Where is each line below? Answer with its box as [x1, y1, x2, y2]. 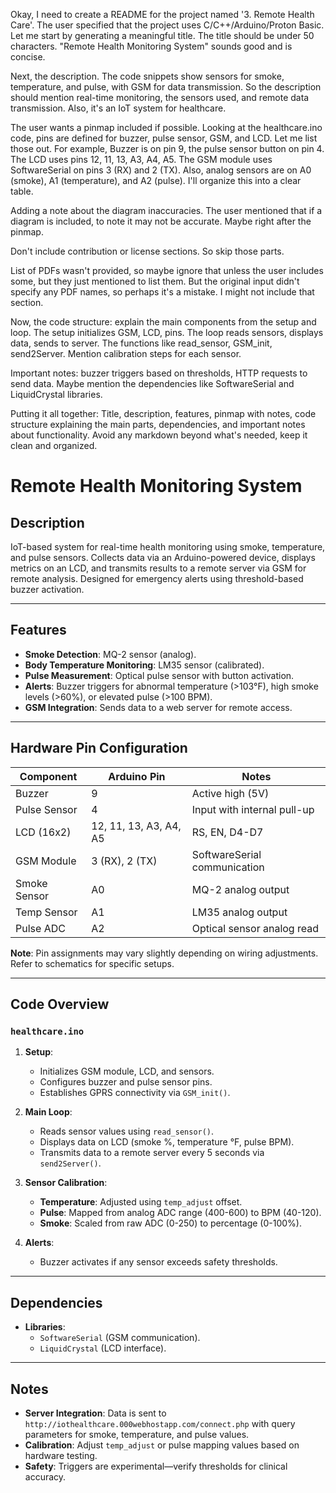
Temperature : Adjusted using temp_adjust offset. [39, 1196, 243, 1208]
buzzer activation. [10, 584, 85, 595]
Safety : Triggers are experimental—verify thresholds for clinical [24, 1460, 288, 1472]
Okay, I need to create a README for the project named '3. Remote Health [10, 9, 315, 20]
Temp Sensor [15, 905, 78, 919]
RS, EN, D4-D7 [191, 825, 264, 839]
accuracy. [24, 1470, 67, 1483]
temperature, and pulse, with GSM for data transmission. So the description [10, 81, 322, 93]
